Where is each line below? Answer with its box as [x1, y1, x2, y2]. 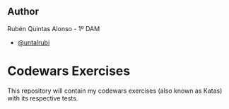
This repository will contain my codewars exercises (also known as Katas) [7, 86, 223, 95]
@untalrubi [17, 38, 50, 47]
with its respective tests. [7, 93, 78, 102]
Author [7, 6, 39, 18]
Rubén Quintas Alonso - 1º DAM [7, 24, 100, 33]
